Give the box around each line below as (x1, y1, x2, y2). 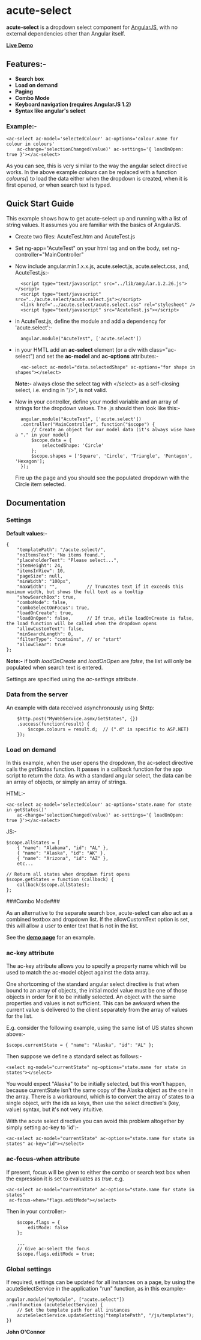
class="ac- (149, 346, 177, 353)
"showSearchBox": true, (17, 594, 77, 600)
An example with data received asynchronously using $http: (6, 704, 155, 711)
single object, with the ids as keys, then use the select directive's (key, (6, 1100, 181, 1107)
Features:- (6, 59, 47, 69)
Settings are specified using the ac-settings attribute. (6, 675, 139, 682)
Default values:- (6, 529, 48, 537)
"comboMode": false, (17, 599, 68, 605)
